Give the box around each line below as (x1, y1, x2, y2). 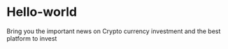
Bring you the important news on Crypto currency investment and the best (6, 27, 221, 35)
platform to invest (6, 34, 57, 42)
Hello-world (6, 4, 78, 20)
